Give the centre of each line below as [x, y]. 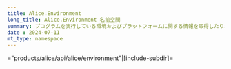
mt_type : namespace [35, 39]
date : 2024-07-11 [33, 32]
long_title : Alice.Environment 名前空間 [64, 20]
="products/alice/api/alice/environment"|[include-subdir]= [90, 58]
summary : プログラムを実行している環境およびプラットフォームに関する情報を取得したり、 [118, 26]
